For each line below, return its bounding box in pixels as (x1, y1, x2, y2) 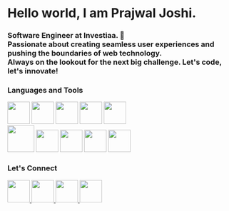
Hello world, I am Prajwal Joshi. (7, 5, 197, 21)
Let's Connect (7, 163, 58, 173)
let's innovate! (7, 66, 58, 76)
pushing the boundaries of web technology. (7, 48, 163, 58)
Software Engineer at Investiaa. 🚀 (7, 31, 125, 41)
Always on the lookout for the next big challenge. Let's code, (7, 57, 223, 67)
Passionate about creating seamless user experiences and (7, 39, 215, 49)
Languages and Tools (7, 86, 83, 96)
